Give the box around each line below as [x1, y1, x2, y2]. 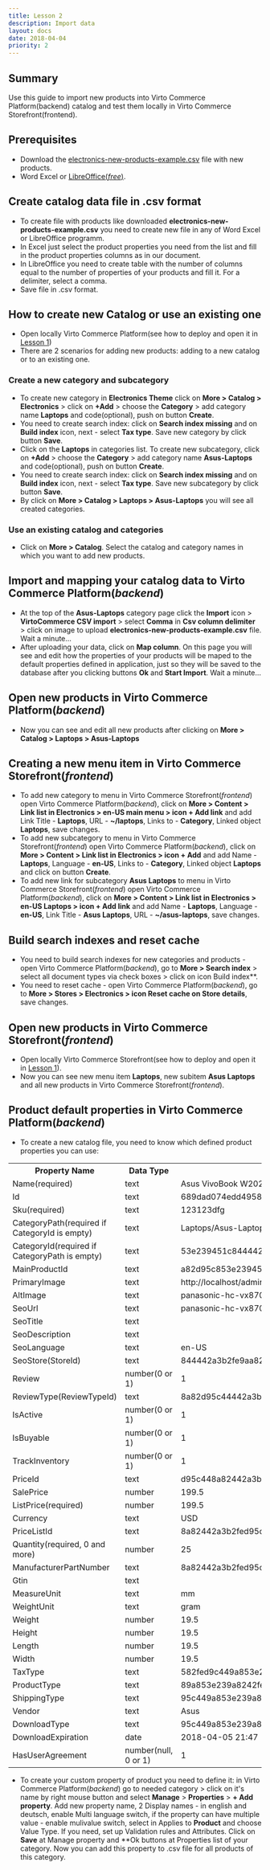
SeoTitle [12, 1316, 43, 1327]
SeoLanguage [12, 1341, 66, 1352]
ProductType [12, 1679, 62, 1690]
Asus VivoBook [180, 1178, 239, 1189]
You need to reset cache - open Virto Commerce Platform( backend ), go [19, 980, 258, 990]
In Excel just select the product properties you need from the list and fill [19, 242, 257, 252]
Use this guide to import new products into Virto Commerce [8, 92, 207, 102]
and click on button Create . [19, 867, 111, 877]
